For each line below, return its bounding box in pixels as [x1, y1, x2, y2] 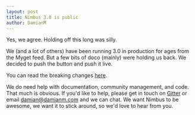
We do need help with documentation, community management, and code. [6, 83, 189, 91]
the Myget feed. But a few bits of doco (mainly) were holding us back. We [6, 54, 187, 61]
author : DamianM [6, 20, 46, 26]
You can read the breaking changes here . [6, 72, 108, 79]
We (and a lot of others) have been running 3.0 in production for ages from [6, 48, 189, 55]
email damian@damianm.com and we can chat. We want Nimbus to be [6, 96, 179, 103]
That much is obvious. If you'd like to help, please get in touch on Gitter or [6, 90, 187, 97]
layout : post [6, 8, 39, 15]
